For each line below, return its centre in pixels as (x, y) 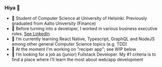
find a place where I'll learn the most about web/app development (77, 60)
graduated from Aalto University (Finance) (54, 23)
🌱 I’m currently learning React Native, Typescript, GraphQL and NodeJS (83, 39)
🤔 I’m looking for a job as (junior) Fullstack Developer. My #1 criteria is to (84, 54)
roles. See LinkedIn (31, 34)
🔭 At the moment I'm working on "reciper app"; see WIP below (74, 49)
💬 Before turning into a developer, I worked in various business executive (84, 29)
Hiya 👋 (12, 8)
